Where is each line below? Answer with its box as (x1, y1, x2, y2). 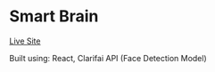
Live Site (9, 36, 41, 46)
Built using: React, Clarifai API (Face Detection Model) (9, 52, 207, 63)
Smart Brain (9, 6, 99, 27)
